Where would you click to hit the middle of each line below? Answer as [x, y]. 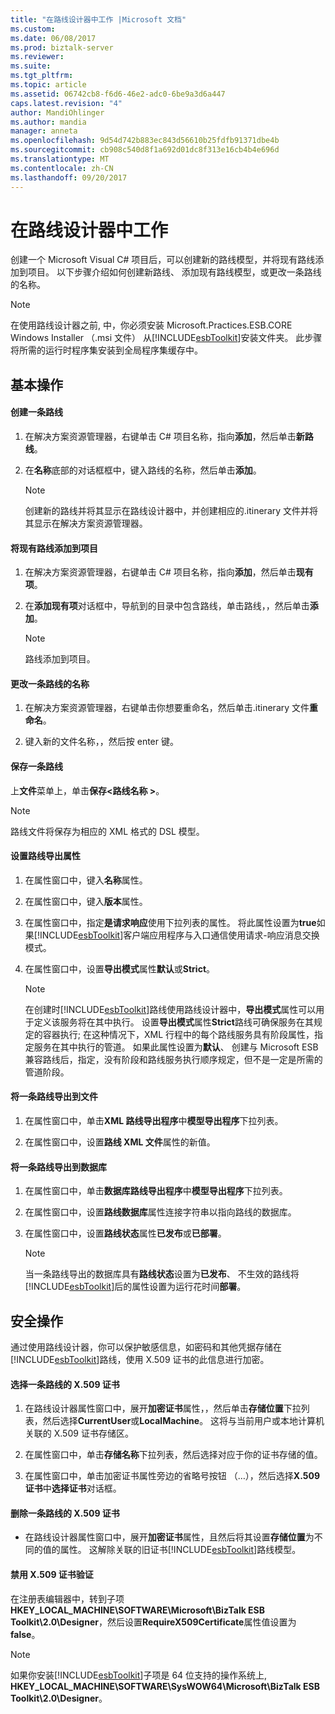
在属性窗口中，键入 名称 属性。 [86, 880]
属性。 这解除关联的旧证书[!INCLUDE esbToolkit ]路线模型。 [180, 1550]
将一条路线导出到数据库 [58, 1167]
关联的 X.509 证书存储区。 [79, 1433]
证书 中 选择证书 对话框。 [73, 1488]
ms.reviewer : [37, 57]
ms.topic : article [48, 85]
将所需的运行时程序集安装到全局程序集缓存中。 [106, 350]
